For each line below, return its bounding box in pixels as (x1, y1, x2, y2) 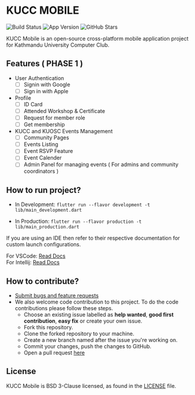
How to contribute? (6, 276, 79, 286)
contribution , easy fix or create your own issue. (23, 317, 143, 324)
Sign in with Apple (23, 87, 69, 94)
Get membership (23, 121, 66, 128)
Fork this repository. (23, 324, 73, 331)
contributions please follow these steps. (14, 305, 113, 312)
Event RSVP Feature (23, 148, 73, 155)
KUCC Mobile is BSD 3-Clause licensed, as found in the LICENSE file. (6, 382, 177, 389)
